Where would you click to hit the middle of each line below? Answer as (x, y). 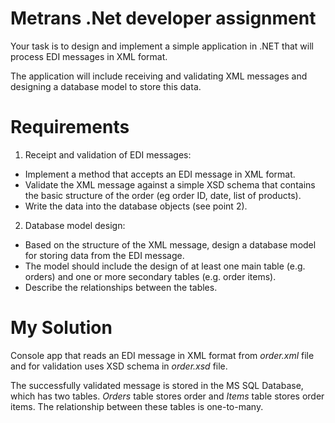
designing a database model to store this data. (106, 86)
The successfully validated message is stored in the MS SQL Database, (157, 385)
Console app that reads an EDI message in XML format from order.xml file (162, 355)
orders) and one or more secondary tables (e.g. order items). (150, 276)
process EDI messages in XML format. (89, 56)
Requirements (70, 127)
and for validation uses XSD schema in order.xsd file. (119, 366)
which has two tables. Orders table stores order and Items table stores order (167, 396)
